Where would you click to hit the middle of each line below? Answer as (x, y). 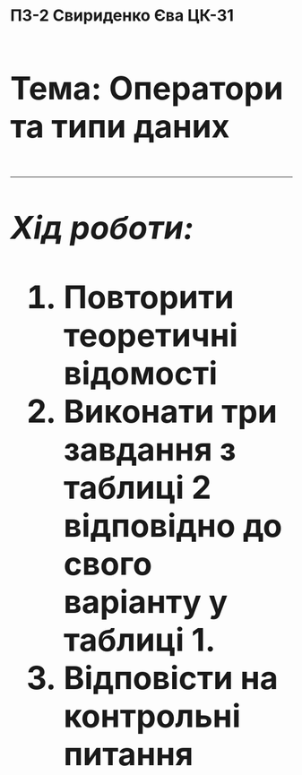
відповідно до (173, 525)
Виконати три (170, 411)
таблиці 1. (139, 640)
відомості (140, 373)
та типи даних (120, 126)
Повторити (149, 297)
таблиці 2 (137, 487)
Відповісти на (171, 677)
